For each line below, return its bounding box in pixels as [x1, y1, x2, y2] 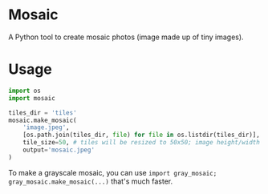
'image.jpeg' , [22, 123, 70, 131]
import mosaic [8, 94, 56, 102]
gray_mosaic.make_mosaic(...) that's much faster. [8, 176, 173, 186]
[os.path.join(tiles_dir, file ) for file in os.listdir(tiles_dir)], [22, 131, 261, 139]
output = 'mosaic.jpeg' [22, 146, 95, 154]
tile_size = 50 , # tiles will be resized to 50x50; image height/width [22, 139, 261, 147]
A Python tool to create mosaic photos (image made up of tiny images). [8, 32, 244, 42]
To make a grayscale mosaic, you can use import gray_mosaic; [8, 168, 217, 177]
